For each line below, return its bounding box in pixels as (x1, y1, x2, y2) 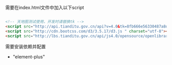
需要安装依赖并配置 (5, 43, 46, 50)
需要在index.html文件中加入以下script (5, 5, 84, 10)
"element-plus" (12, 53, 45, 60)
